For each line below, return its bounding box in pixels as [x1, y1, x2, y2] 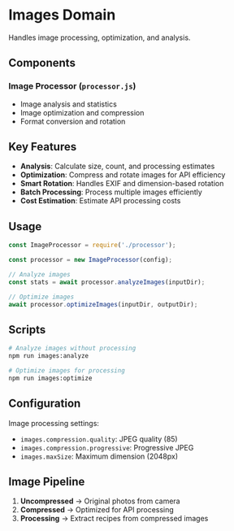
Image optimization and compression [19, 107, 145, 117]
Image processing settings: [8, 418, 100, 428]
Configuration [8, 397, 81, 411]
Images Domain [8, 6, 116, 24]
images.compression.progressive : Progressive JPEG [19, 442, 194, 452]
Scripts [8, 323, 46, 337]
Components [8, 56, 76, 70]
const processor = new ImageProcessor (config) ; [8, 256, 173, 264]
